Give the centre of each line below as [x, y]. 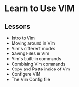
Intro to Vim [23, 38]
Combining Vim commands [38, 64]
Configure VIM [26, 74]
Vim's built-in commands [36, 59]
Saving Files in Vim [30, 53]
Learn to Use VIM [40, 9]
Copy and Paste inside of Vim [41, 69]
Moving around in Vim [33, 43]
